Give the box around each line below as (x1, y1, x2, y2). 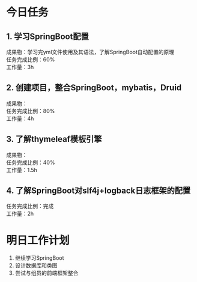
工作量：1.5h (6, 166, 38, 173)
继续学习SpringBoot (14, 254, 64, 262)
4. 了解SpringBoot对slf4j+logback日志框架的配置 (6, 186, 191, 196)
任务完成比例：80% (6, 107, 55, 114)
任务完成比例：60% (6, 56, 55, 63)
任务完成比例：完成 (6, 203, 54, 210)
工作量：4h (6, 115, 34, 122)
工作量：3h (6, 64, 34, 70)
